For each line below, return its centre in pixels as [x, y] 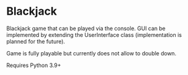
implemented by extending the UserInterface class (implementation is [94, 34]
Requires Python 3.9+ [34, 65]
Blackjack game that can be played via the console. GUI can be [86, 28]
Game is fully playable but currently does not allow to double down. [91, 53]
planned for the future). [36, 41]
